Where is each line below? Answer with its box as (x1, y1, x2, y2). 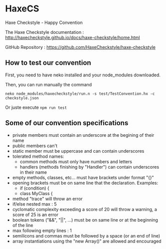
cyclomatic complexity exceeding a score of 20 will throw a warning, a (12, 206, 157, 212)
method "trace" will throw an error (12, 196, 83, 202)
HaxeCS (5, 3, 39, 14)
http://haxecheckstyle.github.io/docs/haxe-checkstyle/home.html (5, 34, 141, 40)
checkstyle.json (5, 95, 39, 100)
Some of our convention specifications (5, 119, 129, 127)
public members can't (12, 143, 58, 149)
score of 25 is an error (12, 212, 59, 218)
